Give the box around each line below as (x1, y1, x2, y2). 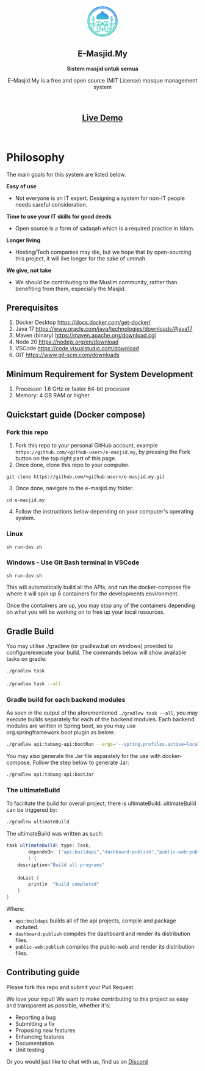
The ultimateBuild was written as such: (6, 830, 104, 837)
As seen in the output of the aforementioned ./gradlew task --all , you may (6, 709, 198, 716)
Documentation (15, 1039, 54, 1047)
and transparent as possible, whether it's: (6, 1001, 111, 1009)
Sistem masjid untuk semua (67, 65, 138, 72)
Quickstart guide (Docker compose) (6, 410, 146, 420)
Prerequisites (6, 303, 59, 313)
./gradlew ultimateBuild (6, 819, 70, 825)
